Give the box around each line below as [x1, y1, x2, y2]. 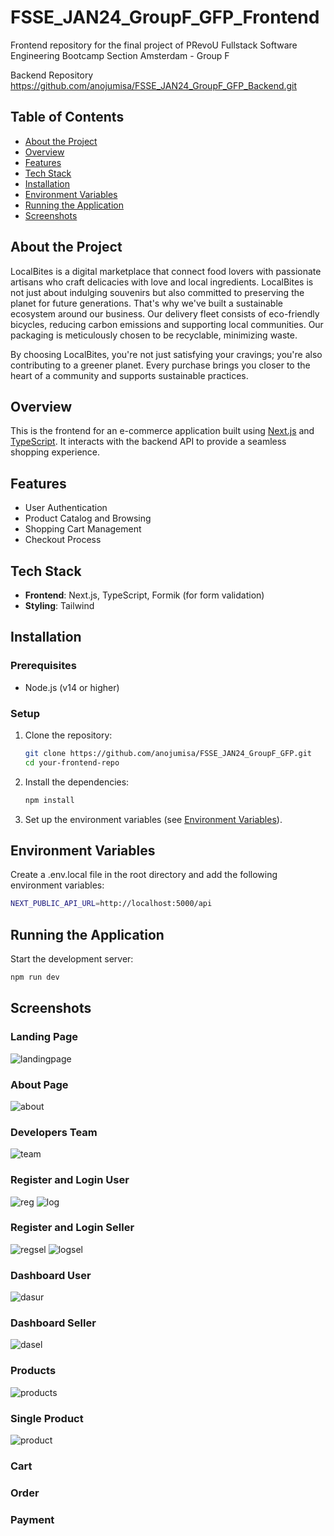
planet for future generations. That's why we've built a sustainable [10, 297, 283, 309]
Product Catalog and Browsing [24, 512, 152, 525]
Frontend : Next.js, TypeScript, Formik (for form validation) [24, 589, 265, 601]
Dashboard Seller [10, 1316, 97, 1330]
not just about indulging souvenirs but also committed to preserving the [10, 286, 305, 298]
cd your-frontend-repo [24, 757, 120, 768]
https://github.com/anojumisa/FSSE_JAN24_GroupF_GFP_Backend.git [10, 79, 298, 91]
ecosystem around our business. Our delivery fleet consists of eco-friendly [10, 307, 320, 320]
